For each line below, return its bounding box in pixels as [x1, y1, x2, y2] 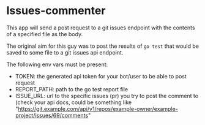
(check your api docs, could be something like [15, 99, 132, 106]
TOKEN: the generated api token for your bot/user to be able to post [15, 72, 187, 80]
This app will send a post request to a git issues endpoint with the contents [6, 24, 195, 31]
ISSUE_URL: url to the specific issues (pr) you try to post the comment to [15, 92, 199, 99]
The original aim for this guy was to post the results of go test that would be [6, 42, 199, 50]
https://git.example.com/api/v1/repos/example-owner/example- [18, 105, 179, 112]
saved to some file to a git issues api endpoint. [6, 48, 124, 56]
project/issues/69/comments [15, 112, 89, 119]
